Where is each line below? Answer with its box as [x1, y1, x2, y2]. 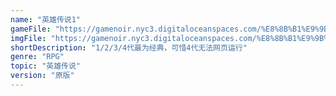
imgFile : [10, 33, 47, 43]
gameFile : [10, 24, 52, 34]
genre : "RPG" [10, 52, 65, 62]
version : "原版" [10, 71, 75, 81]
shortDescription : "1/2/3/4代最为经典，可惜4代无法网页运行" [10, 42, 248, 53]
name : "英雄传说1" [10, 14, 82, 25]
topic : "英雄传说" [10, 61, 82, 71]
